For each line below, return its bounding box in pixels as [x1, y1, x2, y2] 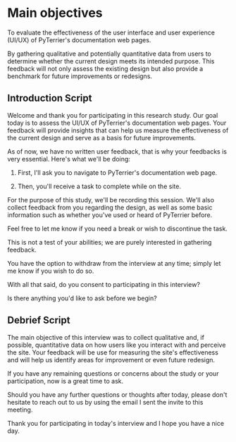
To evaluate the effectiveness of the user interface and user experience [7, 28, 215, 37]
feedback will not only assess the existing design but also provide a [7, 64, 204, 73]
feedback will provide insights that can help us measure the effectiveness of [7, 125, 229, 135]
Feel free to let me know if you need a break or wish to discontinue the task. [7, 224, 228, 233]
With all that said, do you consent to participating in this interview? [7, 280, 201, 288]
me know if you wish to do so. [7, 266, 94, 275]
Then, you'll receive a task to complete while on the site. [17, 182, 182, 190]
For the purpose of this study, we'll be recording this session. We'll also [7, 195, 215, 204]
